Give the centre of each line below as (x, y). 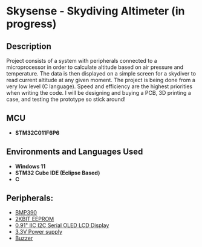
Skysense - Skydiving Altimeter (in (96, 11)
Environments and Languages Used (75, 152)
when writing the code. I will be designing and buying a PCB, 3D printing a (99, 93)
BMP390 (26, 213)
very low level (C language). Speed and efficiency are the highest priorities (99, 86)
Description (29, 46)
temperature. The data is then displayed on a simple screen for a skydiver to (101, 73)
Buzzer (24, 238)
